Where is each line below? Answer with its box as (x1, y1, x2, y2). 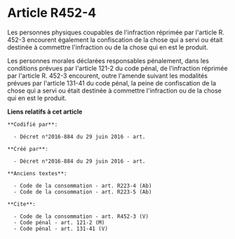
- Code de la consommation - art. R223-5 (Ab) (13, 188, 152, 196)
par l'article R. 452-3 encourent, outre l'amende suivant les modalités (7, 71, 208, 80)
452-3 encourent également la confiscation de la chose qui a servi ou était (7, 35, 223, 43)
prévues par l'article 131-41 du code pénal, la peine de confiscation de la (7, 78, 216, 87)
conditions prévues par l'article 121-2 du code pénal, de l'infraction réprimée (7, 64, 228, 72)
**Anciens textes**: (7, 170, 68, 177)
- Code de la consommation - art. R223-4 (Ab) (13, 182, 152, 189)
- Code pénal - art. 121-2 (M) (13, 219, 105, 226)
